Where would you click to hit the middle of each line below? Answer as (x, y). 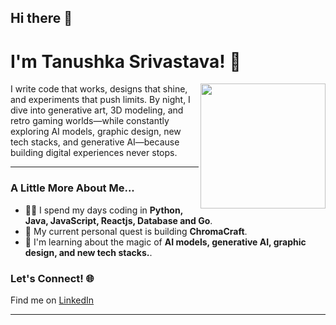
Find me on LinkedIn (52, 300)
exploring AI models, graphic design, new (96, 132)
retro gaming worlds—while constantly (90, 121)
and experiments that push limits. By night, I (100, 100)
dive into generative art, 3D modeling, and (97, 110)
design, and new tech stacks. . (88, 252)
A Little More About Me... (72, 188)
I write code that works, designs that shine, (99, 89)
